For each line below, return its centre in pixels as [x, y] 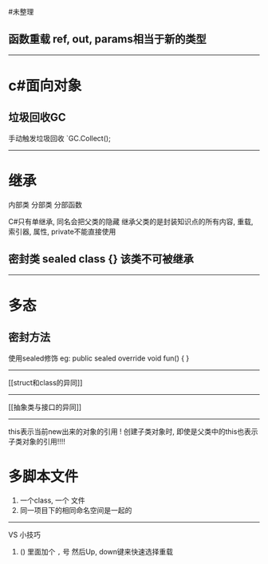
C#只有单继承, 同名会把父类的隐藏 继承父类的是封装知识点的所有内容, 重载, [131, 221]
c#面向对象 [45, 85]
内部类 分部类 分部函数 [45, 204]
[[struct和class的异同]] [45, 382]
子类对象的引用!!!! [37, 441]
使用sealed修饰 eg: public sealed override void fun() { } [99, 358]
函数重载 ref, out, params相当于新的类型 [108, 39]
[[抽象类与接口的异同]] [45, 407]
